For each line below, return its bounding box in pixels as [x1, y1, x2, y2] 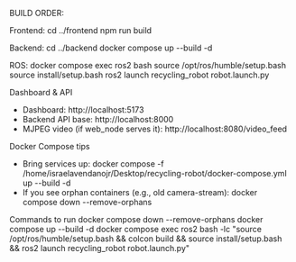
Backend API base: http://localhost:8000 [22, 114, 174, 124]
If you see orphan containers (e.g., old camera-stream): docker [22, 187, 258, 197]
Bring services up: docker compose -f [22, 158, 164, 169]
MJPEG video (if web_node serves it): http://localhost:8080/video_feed [22, 123, 287, 134]
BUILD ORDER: [9, 8, 65, 18]
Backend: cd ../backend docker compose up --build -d [9, 42, 213, 53]
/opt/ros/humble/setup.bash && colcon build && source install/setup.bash [9, 233, 282, 244]
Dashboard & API [9, 87, 73, 97]
